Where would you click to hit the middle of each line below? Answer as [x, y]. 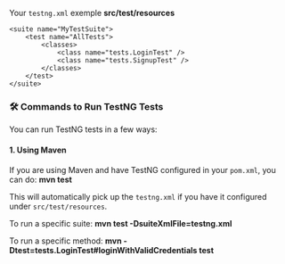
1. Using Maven [38, 150]
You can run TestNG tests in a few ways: [83, 129]
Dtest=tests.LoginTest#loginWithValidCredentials [103, 250]
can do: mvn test [41, 179]
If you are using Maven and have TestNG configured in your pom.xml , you [142, 169]
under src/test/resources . [58, 206]
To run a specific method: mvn [65, 241]
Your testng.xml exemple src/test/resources [92, 13]
